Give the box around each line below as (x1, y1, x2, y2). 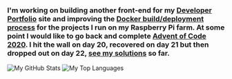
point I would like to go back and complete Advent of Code (7, 31, 207, 41)
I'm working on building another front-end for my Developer (7, 5, 212, 15)
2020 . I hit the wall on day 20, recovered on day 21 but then (7, 40, 209, 49)
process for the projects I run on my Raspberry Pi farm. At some (7, 23, 225, 32)
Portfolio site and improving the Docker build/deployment (7, 14, 204, 23)
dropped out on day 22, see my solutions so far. (7, 48, 171, 58)
